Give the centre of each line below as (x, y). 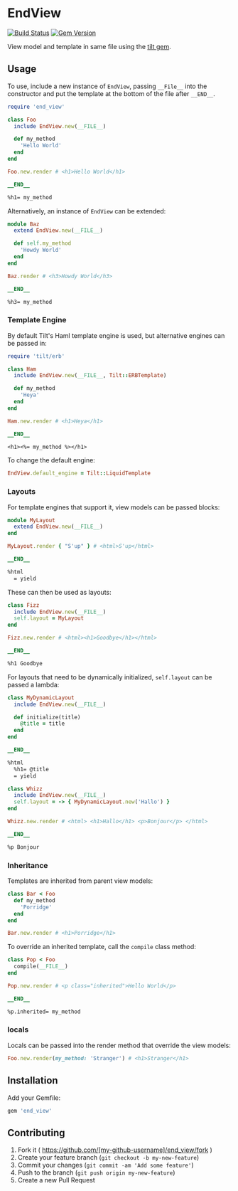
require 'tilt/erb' (36, 356)
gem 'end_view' (30, 1111)
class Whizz (25, 789)
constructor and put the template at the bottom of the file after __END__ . (111, 93)
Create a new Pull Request (56, 1180)
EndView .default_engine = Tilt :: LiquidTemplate (79, 473)
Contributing (36, 1133)
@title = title (43, 724)
